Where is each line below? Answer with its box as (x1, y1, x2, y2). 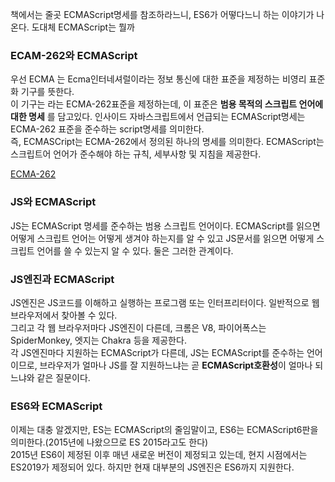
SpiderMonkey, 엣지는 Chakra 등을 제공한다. (10, 334, 187, 346)
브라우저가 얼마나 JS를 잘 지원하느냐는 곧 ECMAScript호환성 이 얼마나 (39, 359, 313, 371)
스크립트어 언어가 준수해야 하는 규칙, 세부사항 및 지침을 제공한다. (10, 148, 262, 160)
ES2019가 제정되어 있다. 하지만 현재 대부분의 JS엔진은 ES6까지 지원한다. (10, 461, 295, 473)
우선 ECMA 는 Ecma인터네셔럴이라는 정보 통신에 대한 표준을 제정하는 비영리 (10, 73, 307, 85)
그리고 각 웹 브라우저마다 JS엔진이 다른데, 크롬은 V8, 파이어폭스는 (10, 321, 267, 333)
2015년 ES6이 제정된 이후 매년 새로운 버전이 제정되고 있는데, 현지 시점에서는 (10, 449, 308, 461)
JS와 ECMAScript (10, 195, 97, 209)
